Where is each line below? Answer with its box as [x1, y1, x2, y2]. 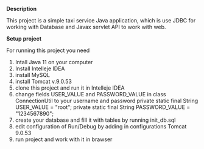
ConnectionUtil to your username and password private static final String [15, 97, 199, 104]
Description [6, 5, 37, 12]
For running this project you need [6, 47, 90, 54]
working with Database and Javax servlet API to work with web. [6, 24, 166, 30]
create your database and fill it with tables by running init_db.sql [15, 116, 176, 124]
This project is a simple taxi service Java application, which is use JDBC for [6, 17, 196, 24]
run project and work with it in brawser [15, 136, 113, 143]
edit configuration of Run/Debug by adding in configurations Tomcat [15, 123, 187, 130]
